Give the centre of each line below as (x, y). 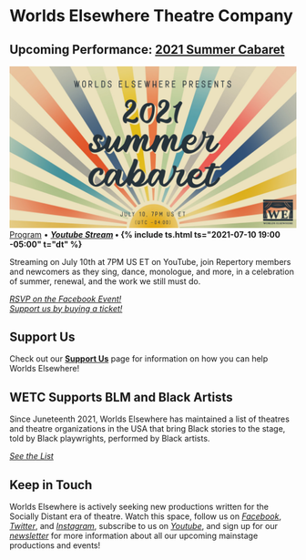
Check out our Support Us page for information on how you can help (139, 359)
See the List (32, 456)
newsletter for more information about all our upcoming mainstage (134, 535)
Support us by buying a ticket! (66, 308)
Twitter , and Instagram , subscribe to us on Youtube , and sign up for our (144, 525)
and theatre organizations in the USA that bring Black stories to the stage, (148, 429)
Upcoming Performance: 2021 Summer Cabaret (147, 50)
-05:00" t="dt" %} (46, 244)
